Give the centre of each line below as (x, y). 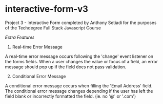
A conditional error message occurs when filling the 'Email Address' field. (79, 86)
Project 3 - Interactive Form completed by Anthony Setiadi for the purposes (81, 23)
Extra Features (20, 37)
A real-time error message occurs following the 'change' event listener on (79, 56)
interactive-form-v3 (47, 9)
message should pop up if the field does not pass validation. (66, 67)
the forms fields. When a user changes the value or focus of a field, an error (81, 61)
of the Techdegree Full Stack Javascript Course (53, 27)
